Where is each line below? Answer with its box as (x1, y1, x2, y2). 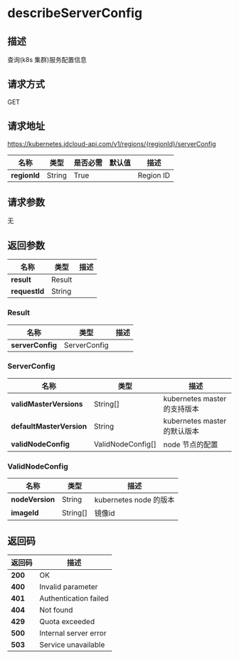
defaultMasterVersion (11, 421, 87, 431)
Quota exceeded (39, 616, 95, 626)
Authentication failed (39, 593, 109, 603)
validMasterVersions (11, 399, 83, 409)
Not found (39, 605, 73, 615)
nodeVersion (11, 494, 55, 504)
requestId (11, 287, 45, 297)
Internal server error (39, 628, 107, 638)
